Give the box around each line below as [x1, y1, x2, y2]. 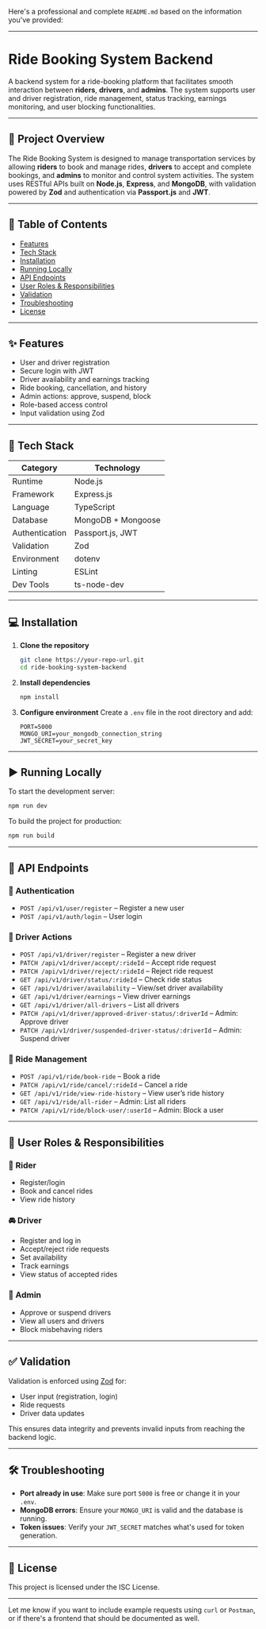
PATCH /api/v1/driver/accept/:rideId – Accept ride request [19, 958, 216, 967]
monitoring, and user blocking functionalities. [8, 102, 156, 111]
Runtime [12, 476, 44, 487]
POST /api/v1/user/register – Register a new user [19, 903, 184, 913]
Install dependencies [19, 677, 91, 687]
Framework [12, 488, 55, 500]
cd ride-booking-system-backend [19, 663, 127, 671]
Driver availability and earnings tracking [19, 375, 150, 384]
